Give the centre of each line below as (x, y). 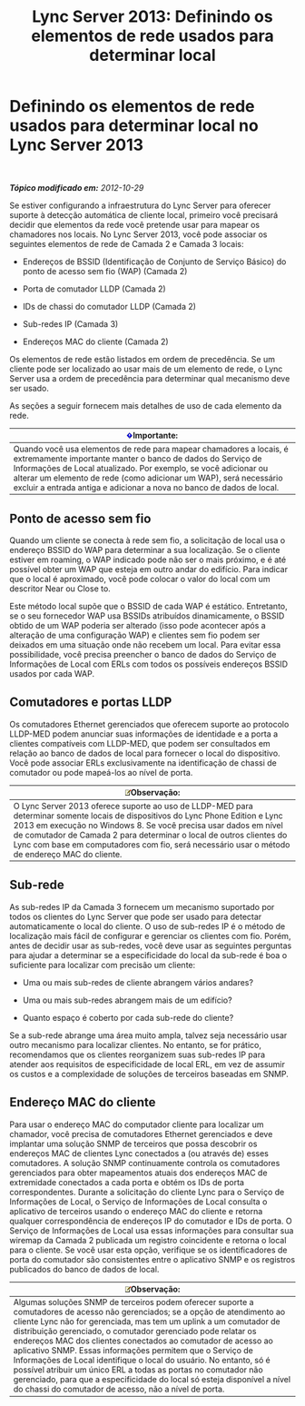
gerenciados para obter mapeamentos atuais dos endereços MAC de (138, 1173)
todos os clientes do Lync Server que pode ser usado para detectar (136, 916)
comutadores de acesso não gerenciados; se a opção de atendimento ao (149, 1312)
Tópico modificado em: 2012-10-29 (77, 187)
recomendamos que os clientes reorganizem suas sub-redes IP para (138, 1054)
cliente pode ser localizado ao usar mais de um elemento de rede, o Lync (146, 369)
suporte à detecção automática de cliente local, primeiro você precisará (144, 214)
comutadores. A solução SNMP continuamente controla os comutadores (145, 1163)
